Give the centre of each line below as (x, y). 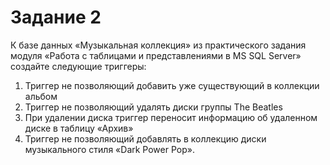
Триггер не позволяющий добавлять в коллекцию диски (145, 138)
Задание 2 (56, 17)
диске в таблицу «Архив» (79, 128)
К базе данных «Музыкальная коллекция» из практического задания (158, 45)
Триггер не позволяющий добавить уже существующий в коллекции (172, 85)
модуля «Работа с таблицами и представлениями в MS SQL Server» (156, 55)
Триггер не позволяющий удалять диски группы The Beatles (153, 107)
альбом (41, 96)
